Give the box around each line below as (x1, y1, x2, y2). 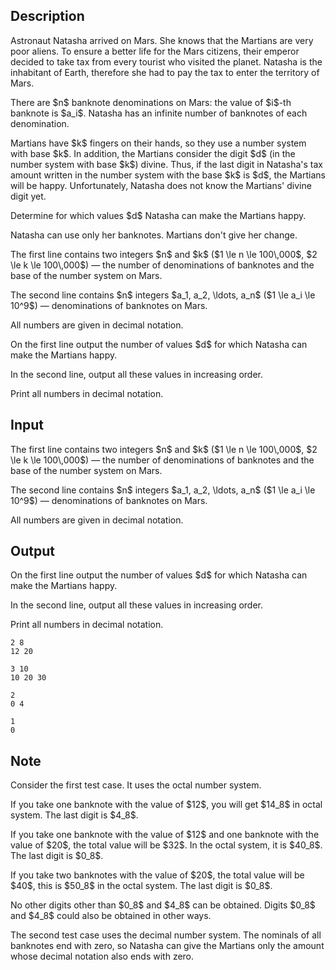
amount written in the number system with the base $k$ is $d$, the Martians (10, 169, 326, 181)
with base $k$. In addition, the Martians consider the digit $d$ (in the (10, 147, 296, 159)
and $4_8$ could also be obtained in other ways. (10, 910, 212, 922)
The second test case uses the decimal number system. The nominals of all (10, 929, 322, 941)
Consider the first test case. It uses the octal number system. (10, 779, 262, 791)
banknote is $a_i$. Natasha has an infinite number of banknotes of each (10, 107, 308, 119)
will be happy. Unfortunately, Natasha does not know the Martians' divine (10, 179, 312, 191)
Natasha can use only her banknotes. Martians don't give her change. (10, 229, 298, 241)
